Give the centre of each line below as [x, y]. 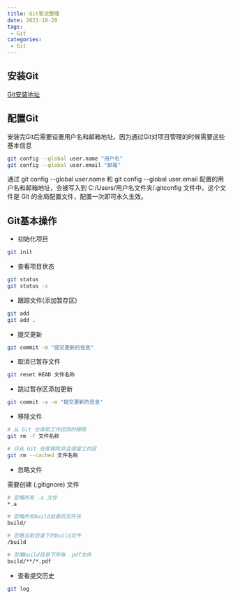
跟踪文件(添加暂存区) [47, 300]
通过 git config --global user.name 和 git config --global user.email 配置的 [113, 179]
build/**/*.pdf [29, 561]
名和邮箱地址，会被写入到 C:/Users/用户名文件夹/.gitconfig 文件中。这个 [116, 188]
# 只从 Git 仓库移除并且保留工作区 [52, 449]
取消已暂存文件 [39, 362]
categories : [24, 40]
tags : [15, 27]
